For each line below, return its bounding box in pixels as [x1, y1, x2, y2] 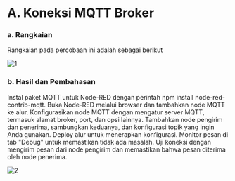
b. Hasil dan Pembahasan [7, 77, 96, 87]
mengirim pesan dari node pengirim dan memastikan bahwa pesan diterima [7, 145, 227, 154]
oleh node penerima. [7, 152, 68, 161]
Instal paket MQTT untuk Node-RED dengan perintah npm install [7, 93, 194, 101]
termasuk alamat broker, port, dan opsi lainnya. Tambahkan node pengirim [7, 115, 223, 123]
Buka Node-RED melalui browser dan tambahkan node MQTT [47, 100, 225, 109]
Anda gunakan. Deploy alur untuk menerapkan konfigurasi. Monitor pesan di [7, 130, 229, 138]
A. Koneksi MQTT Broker [7, 5, 155, 21]
